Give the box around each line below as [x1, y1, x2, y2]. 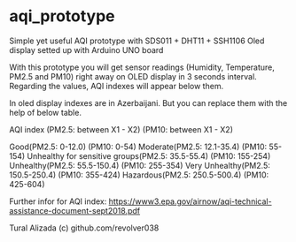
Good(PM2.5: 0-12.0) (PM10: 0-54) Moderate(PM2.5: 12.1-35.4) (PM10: [9, 141, 268, 152]
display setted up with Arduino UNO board [9, 44, 164, 55]
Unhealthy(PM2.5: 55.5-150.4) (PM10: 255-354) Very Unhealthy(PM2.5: [9, 160, 270, 170]
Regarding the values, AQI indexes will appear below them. [9, 80, 224, 91]
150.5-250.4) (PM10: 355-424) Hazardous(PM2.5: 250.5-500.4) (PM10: [9, 170, 269, 180]
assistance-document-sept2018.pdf [9, 205, 140, 216]
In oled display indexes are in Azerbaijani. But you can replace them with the [9, 97, 288, 108]
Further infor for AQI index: [9, 196, 107, 207]
